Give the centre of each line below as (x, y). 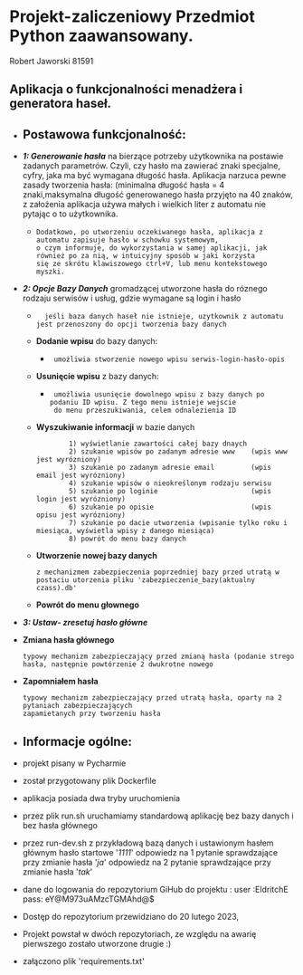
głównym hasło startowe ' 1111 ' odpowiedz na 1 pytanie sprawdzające (150, 852)
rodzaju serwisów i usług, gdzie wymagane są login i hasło (132, 298)
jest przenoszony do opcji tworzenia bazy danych (132, 325)
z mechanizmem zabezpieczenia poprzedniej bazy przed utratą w (158, 572)
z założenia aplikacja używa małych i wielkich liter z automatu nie (144, 205)
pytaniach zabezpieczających (77, 706)
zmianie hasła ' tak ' (57, 872)
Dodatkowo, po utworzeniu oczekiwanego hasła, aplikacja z (150, 233)
